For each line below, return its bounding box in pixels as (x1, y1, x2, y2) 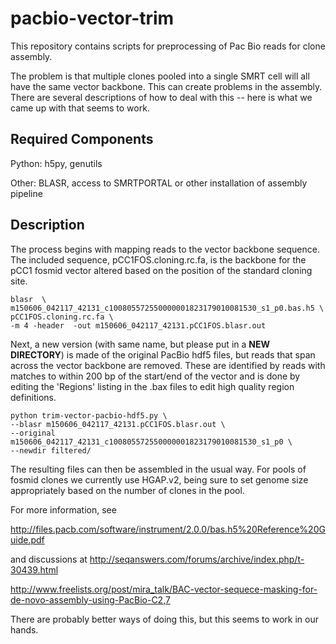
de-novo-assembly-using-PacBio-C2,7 (10, 593, 171, 606)
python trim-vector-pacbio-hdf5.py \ (10, 410, 168, 421)
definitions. (10, 391, 57, 403)
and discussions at (10, 553, 88, 565)
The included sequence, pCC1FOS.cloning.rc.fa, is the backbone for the (10, 253, 307, 266)
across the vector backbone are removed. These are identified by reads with (10, 359, 326, 371)
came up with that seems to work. (10, 102, 150, 114)
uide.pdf (10, 533, 45, 546)
